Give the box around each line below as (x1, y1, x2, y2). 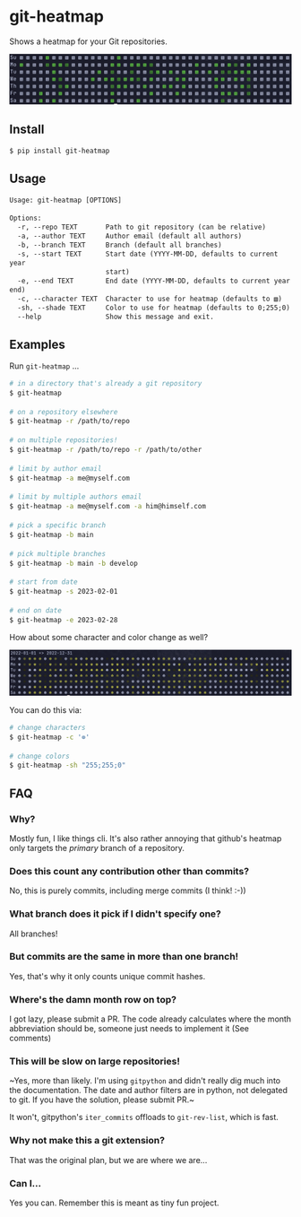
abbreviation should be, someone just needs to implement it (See (9, 1023, 249, 1034)
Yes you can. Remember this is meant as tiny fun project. (9, 1197, 219, 1208)
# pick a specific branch (9, 521, 106, 530)
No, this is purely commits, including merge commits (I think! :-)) (9, 885, 246, 896)
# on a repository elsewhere (9, 407, 118, 416)
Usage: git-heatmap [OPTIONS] (9, 196, 123, 205)
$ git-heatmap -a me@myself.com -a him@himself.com (9, 502, 206, 511)
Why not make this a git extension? (9, 1134, 166, 1147)
